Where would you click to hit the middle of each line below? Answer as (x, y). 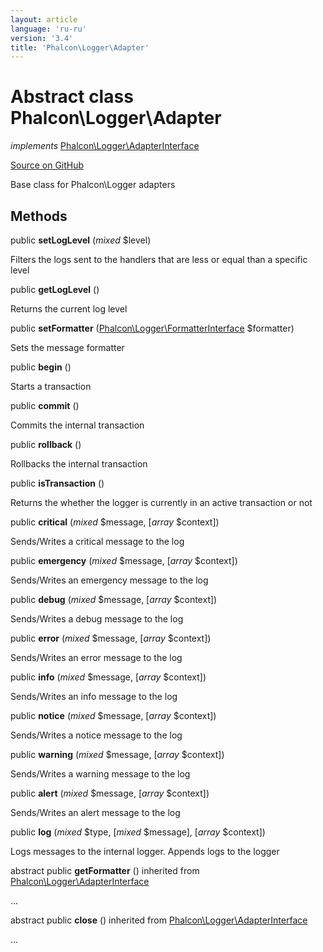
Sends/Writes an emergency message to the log (109, 580)
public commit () (45, 405)
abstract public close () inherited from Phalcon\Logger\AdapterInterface (159, 920)
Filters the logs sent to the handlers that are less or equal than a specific (159, 259)
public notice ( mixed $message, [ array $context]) (113, 715)
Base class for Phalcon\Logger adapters (93, 185)
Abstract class (72, 97)
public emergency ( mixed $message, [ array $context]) (124, 560)
